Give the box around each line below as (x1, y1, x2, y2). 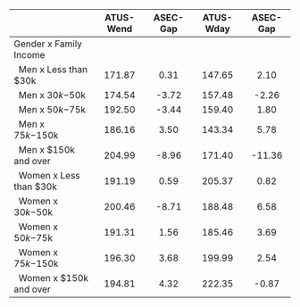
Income (13, 49, 46, 61)
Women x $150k (18, 272, 89, 284)
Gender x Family (13, 37, 83, 50)
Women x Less (18, 170, 80, 181)
